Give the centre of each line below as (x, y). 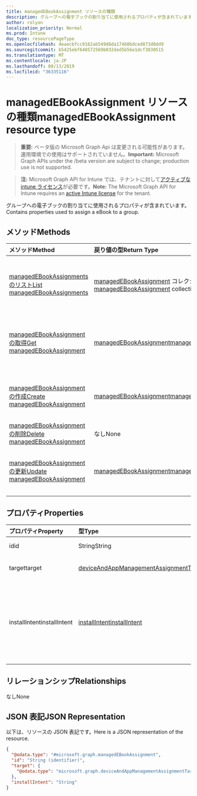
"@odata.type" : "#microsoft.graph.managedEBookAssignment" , (86, 755)
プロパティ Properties (45, 513)
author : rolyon (25, 22)
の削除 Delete (27, 434)
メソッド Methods (38, 232)
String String (95, 546)
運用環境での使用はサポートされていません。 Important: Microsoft (100, 155)
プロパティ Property (36, 531)
